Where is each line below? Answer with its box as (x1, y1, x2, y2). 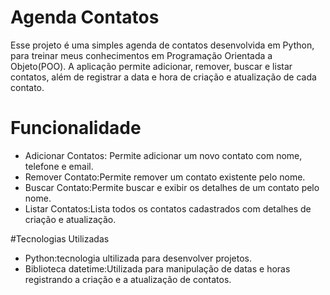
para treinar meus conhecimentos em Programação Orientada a (10, 49, 273, 61)
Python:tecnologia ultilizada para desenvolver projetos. (24, 252, 253, 264)
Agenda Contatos (10, 6, 160, 29)
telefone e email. (24, 160, 94, 172)
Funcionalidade (10, 117, 142, 140)
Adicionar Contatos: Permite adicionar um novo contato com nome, (24, 149, 303, 161)
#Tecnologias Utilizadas (10, 232, 110, 245)
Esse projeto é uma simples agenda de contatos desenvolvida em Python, (10, 39, 315, 51)
